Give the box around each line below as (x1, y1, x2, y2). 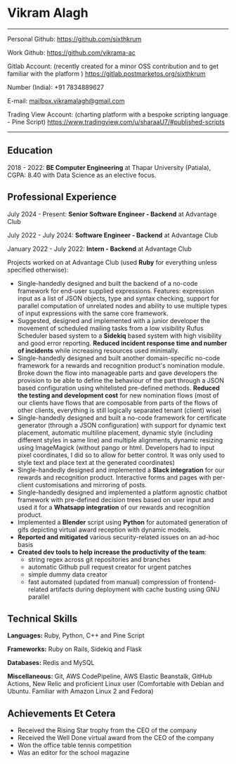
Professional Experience (7, 191, 117, 203)
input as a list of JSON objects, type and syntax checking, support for (17, 294, 220, 303)
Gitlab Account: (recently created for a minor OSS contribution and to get (7, 62, 219, 70)
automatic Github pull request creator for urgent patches (27, 562, 192, 571)
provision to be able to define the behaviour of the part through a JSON (17, 376, 225, 384)
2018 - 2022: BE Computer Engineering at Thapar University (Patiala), (7, 163, 211, 171)
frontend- (188, 577, 216, 586)
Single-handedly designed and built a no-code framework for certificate (17, 413, 227, 422)
